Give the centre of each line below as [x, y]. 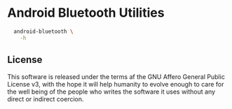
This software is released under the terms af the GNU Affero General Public [116, 77]
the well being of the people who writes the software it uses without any [111, 92]
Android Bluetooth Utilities [86, 13]
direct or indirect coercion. [46, 99]
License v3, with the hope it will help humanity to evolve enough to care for [116, 84]
